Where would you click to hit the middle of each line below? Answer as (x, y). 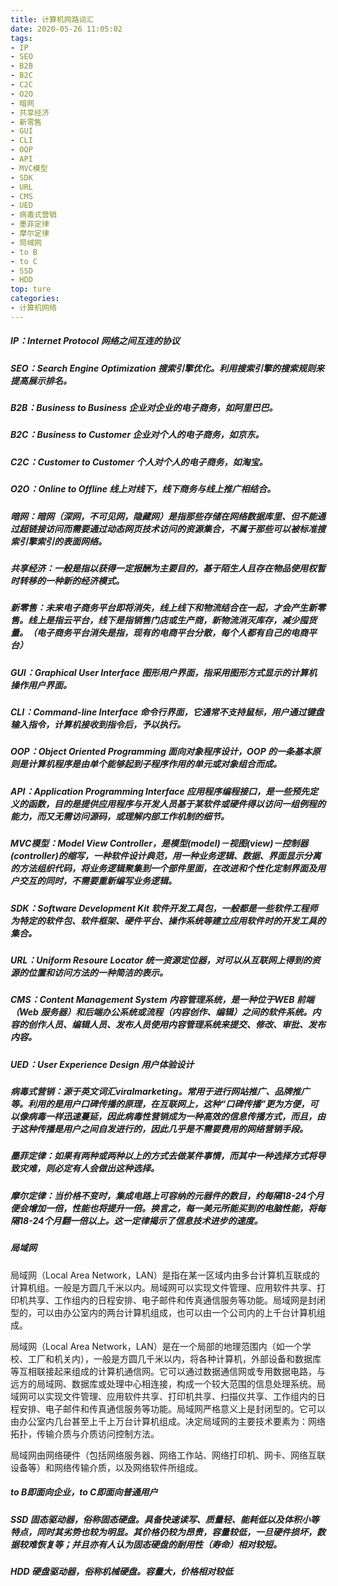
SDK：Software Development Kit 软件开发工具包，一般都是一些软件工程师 (164, 908)
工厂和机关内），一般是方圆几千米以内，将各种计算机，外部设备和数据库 (174, 1358)
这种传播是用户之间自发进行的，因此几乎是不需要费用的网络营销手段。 (163, 1129)
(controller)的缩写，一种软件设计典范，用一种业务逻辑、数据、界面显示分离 (166, 856)
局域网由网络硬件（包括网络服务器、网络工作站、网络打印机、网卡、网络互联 (168, 1455)
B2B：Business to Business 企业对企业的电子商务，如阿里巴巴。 (144, 408)
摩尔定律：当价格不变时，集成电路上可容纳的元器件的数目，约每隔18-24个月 (167, 1195)
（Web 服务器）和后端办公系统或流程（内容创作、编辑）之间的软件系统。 (161, 1012)
